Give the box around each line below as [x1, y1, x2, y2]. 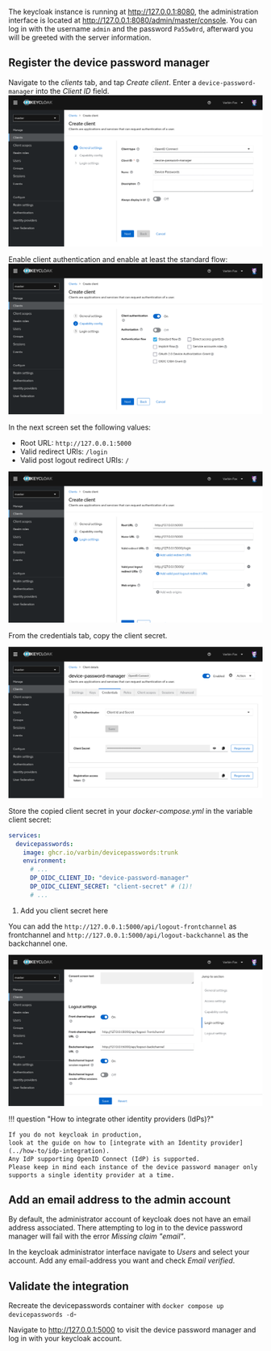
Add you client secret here [19, 905, 109, 915]
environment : [23, 857, 67, 865]
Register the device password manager [8, 56, 210, 70]
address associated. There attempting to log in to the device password [8, 1223, 244, 1233]
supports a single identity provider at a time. [8, 1171, 175, 1179]
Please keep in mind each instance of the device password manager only [8, 1163, 258, 1171]
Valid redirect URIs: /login [19, 447, 108, 456]
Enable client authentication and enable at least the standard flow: [8, 254, 228, 264]
